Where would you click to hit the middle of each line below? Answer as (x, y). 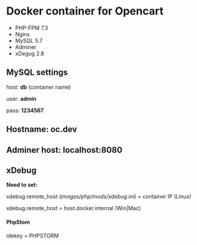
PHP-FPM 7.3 (31, 28)
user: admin (21, 98)
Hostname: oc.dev (42, 129)
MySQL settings (37, 73)
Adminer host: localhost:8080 (64, 150)
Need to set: (22, 185)
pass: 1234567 (25, 110)
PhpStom (18, 222)
